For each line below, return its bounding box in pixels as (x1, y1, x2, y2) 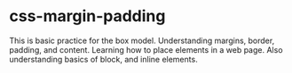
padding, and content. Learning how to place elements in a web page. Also (9, 44, 283, 55)
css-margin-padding (9, 6, 166, 26)
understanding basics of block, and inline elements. (9, 54, 198, 64)
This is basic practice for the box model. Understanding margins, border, (9, 35, 275, 46)
